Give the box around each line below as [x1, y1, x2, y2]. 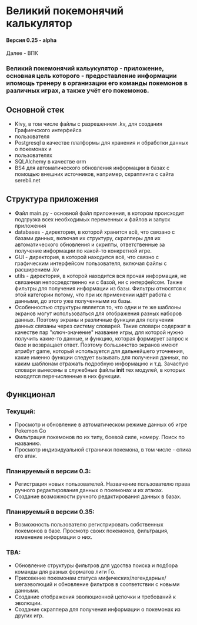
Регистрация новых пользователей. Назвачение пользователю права [14, 480, 191, 487]
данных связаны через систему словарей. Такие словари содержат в [14, 322, 191, 329]
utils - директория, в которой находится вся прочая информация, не [14, 272, 187, 279]
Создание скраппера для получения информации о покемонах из [14, 606, 181, 613]
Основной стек [6, 104, 65, 114]
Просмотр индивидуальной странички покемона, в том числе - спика [14, 446, 191, 453]
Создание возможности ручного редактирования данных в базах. [14, 493, 182, 500]
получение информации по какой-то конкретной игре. [14, 247, 152, 254]
